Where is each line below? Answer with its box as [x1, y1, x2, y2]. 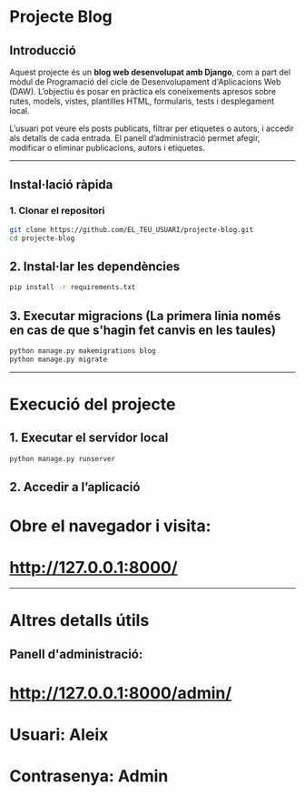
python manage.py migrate [9, 355, 107, 364]
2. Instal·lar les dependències [9, 258, 181, 274]
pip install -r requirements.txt [9, 283, 136, 292]
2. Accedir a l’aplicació [9, 479, 141, 495]
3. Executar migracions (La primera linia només [9, 307, 281, 324]
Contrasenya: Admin [9, 766, 169, 787]
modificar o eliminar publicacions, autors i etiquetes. [9, 143, 206, 153]
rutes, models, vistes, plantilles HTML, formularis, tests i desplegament [9, 96, 275, 106]
